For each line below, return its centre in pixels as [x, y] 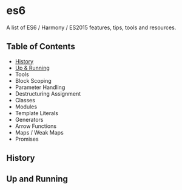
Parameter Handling [40, 87]
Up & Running [32, 68]
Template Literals [37, 113]
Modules [26, 107]
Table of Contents [41, 47]
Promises [27, 139]
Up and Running [37, 179]
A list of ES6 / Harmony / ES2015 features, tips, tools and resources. [91, 27]
